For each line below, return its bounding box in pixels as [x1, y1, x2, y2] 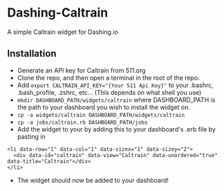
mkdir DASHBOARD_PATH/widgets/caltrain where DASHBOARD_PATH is [17, 95, 216, 104]
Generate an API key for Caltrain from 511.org [17, 66, 146, 74]
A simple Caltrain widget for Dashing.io [7, 28, 119, 36]
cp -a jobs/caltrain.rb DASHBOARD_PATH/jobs [17, 119, 148, 126]
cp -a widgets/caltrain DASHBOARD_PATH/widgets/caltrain [17, 111, 185, 118]
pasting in [17, 132, 46, 140]
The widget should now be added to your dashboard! [17, 176, 169, 184]
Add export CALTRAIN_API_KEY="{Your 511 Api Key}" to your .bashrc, [17, 81, 214, 89]
